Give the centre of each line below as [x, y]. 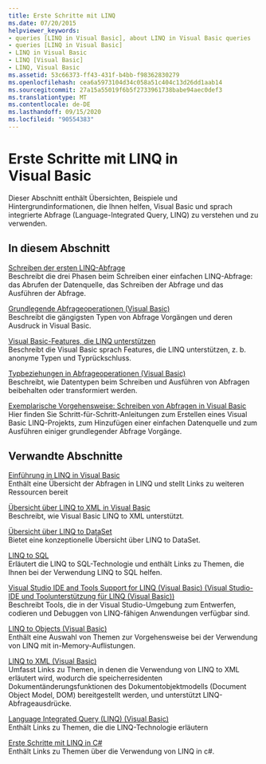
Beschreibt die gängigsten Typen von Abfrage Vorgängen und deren [120, 317]
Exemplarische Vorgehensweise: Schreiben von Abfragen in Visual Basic [127, 406]
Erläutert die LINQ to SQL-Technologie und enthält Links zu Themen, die [126, 564]
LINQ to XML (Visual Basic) [53, 661]
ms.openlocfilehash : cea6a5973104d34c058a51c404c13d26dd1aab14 [115, 82]
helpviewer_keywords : [44, 30]
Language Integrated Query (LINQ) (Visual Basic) [89, 719]
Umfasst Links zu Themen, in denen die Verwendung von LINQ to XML [124, 670]
